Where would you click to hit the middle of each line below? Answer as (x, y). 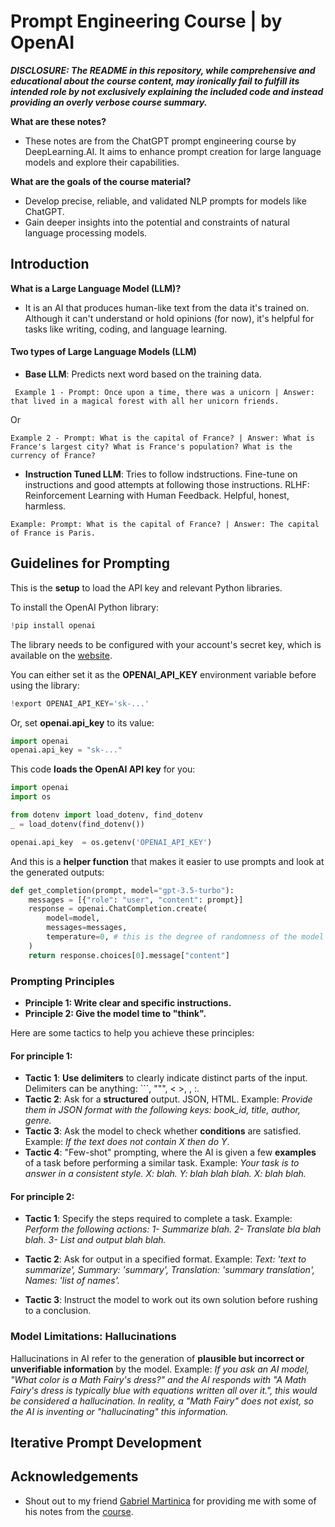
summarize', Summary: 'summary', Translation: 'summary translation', (169, 1270)
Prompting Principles (62, 981)
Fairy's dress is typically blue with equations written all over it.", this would (164, 1390)
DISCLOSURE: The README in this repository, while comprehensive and (163, 70)
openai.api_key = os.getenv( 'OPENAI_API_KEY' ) (111, 842)
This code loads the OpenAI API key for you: (103, 769)
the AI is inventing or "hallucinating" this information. (119, 1411)
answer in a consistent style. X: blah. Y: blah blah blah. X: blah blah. (165, 1174)
